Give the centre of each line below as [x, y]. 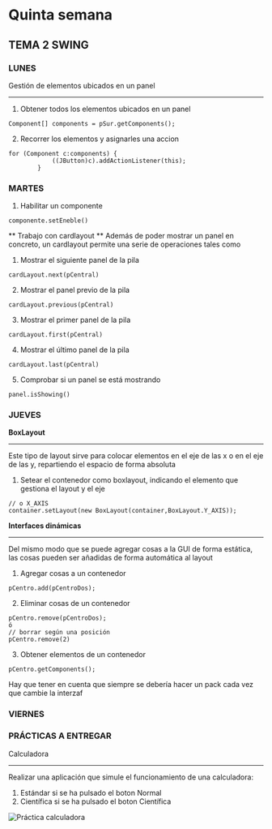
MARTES [26, 188]
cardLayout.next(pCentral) [54, 275]
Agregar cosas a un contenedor [73, 573]
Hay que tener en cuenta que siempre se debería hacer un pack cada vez [131, 685]
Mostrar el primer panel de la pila [75, 320]
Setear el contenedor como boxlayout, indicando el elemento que [129, 480]
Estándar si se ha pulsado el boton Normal [91, 792]
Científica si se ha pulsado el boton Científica [96, 801]
